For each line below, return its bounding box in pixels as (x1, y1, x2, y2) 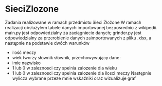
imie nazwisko (12, 60, 41, 66)
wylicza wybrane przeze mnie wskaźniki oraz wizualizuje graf (12, 75, 136, 81)
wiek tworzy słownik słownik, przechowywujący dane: (12, 54, 121, 60)
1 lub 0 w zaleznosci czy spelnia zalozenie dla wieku (12, 65, 117, 71)
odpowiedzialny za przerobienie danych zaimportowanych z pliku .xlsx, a (5, 35, 152, 41)
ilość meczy (12, 50, 36, 55)
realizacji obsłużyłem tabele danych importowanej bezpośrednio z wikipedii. (5, 24, 158, 30)
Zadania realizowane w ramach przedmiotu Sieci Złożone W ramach (5, 19, 142, 25)
